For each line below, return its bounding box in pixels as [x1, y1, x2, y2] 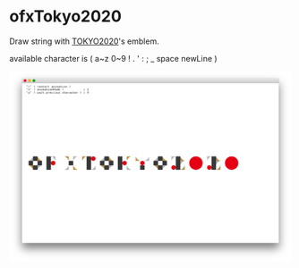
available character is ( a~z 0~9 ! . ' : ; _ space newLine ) [9, 53, 218, 63]
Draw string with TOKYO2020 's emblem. [9, 36, 159, 46]
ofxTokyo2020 [9, 6, 123, 27]
